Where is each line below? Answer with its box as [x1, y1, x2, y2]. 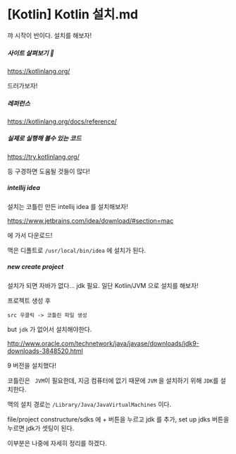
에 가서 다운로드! [7, 231, 53, 239]
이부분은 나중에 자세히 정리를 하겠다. [7, 438, 107, 447]
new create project [7, 263, 64, 271]
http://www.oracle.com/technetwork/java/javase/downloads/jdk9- [7, 339, 199, 347]
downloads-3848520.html [7, 347, 83, 355]
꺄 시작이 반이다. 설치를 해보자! [7, 31, 92, 40]
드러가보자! [7, 81, 38, 90]
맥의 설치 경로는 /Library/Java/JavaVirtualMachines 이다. [7, 400, 171, 408]
